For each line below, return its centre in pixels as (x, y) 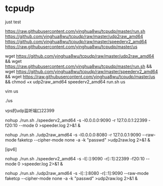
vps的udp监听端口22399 (30, 110)
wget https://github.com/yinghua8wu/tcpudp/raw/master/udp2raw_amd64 (80, 56)
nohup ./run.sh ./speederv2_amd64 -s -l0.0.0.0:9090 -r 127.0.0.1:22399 (76, 120)
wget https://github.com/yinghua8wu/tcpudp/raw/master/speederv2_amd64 (81, 71)
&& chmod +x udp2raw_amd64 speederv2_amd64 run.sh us (65, 82)
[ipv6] (11, 149)
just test (13, 22)
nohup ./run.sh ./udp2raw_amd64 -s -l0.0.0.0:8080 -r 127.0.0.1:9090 (73, 135)
